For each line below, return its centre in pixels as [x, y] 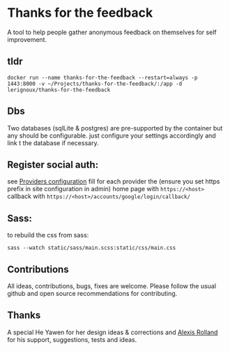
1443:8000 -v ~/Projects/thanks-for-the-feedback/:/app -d [95, 84]
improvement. [27, 39]
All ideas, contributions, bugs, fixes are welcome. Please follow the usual [112, 286]
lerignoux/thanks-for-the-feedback [59, 90]
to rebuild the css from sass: [48, 235]
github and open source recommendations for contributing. [92, 293]
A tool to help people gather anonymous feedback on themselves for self [112, 32]
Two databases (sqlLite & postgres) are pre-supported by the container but [115, 128]
